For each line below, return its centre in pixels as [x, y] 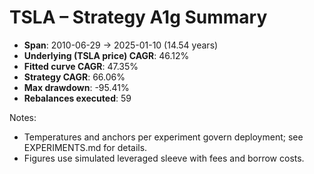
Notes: [23, 117]
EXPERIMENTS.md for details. [85, 147]
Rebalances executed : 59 [77, 98]
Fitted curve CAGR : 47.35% [81, 66]
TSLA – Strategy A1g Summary [138, 17]
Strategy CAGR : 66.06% [74, 77]
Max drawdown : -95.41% [76, 87]
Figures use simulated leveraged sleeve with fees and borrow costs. [164, 158]
